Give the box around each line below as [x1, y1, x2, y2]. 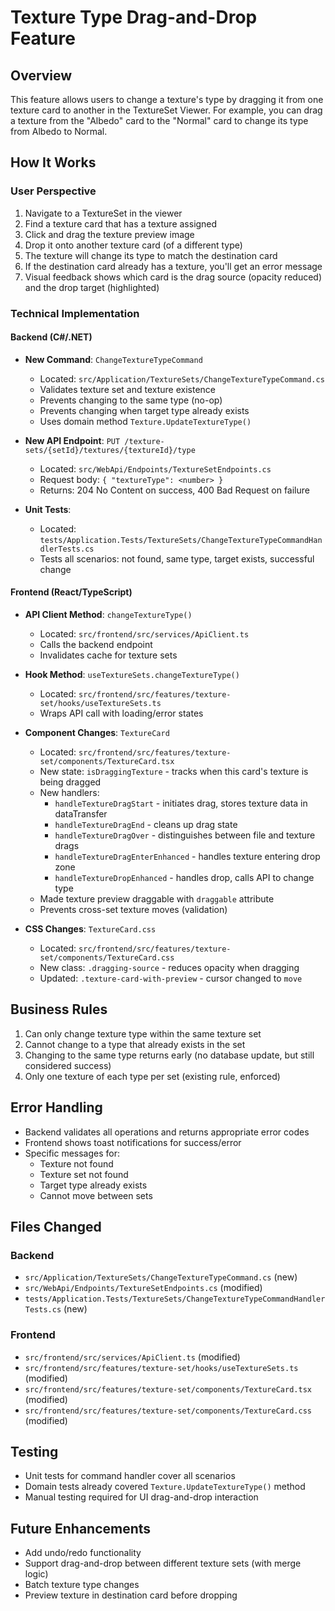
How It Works [10, 154, 97, 171]
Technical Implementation [10, 306, 140, 320]
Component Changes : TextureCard [24, 727, 170, 739]
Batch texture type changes [24, 1579, 140, 1591]
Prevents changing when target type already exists [39, 404, 250, 416]
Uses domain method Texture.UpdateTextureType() [39, 415, 252, 427]
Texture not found [39, 1157, 114, 1170]
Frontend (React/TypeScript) [10, 586, 133, 598]
